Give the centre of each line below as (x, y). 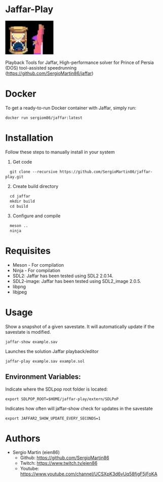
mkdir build (23, 201)
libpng (19, 286)
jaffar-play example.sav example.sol (45, 361)
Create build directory (35, 186)
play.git (14, 177)
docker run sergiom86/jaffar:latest (44, 118)
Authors (23, 438)
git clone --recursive (34, 172)
